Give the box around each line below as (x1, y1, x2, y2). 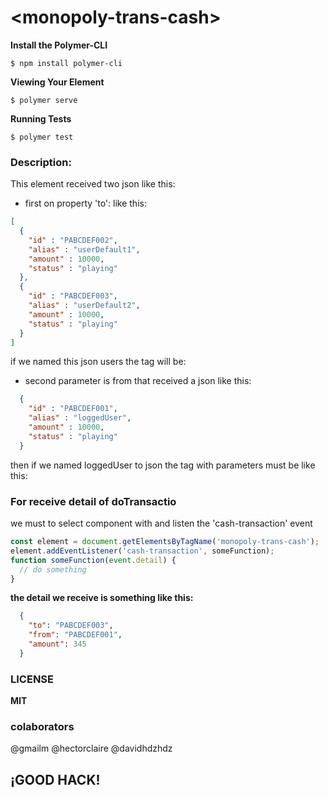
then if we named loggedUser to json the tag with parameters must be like (10, 459, 316, 471)
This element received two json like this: (10, 178, 176, 190)
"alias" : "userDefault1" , (28, 244, 141, 255)
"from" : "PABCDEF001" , (28, 630, 123, 640)
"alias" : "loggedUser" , (28, 413, 132, 423)
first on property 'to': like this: (24, 197, 147, 210)
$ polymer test (10, 132, 74, 142)
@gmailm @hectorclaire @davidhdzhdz (10, 742, 173, 755)
